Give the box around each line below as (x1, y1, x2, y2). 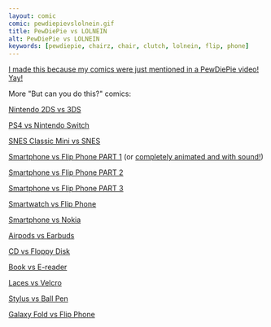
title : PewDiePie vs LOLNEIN (8, 27, 107, 35)
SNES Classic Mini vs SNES (8, 136, 101, 146)
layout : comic (8, 11, 57, 20)
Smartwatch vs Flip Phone (8, 199, 97, 209)
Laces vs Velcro (8, 278, 63, 288)
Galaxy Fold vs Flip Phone (8, 310, 95, 320)
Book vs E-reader (8, 262, 68, 272)
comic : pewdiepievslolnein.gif (8, 20, 115, 28)
